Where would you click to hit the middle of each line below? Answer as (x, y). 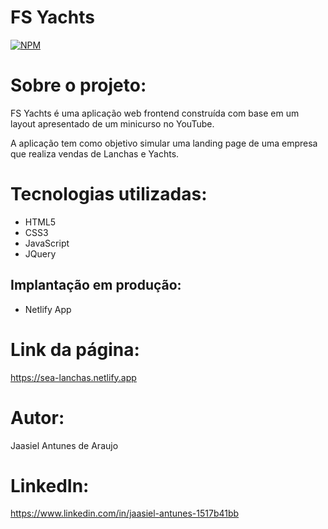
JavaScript (47, 243)
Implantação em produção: (96, 285)
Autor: (37, 417)
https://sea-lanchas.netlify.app (73, 377)
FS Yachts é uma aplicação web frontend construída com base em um (155, 113)
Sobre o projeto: (78, 85)
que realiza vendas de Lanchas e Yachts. (95, 153)
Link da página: (75, 349)
